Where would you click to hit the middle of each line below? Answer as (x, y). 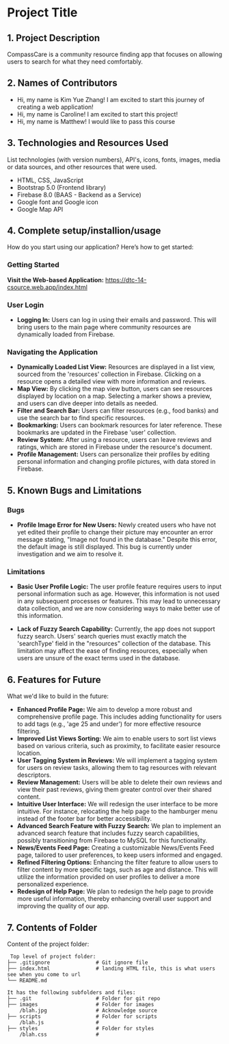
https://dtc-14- (126, 279)
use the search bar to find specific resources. (81, 418)
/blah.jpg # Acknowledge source (88, 1010)
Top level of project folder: (53, 956)
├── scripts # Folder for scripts (82, 1016)
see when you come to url (44, 974)
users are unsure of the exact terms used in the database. (98, 658)
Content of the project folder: (48, 944)
